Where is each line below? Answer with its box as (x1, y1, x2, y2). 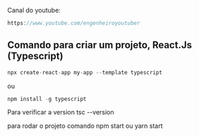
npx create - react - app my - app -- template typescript (7, 68, 162, 76)
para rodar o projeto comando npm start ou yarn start (7, 121, 163, 130)
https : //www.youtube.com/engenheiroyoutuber (7, 20, 140, 27)
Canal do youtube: (7, 6, 61, 14)
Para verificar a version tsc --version (7, 108, 114, 117)
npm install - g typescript (7, 95, 87, 102)
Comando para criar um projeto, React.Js (7, 39, 193, 52)
